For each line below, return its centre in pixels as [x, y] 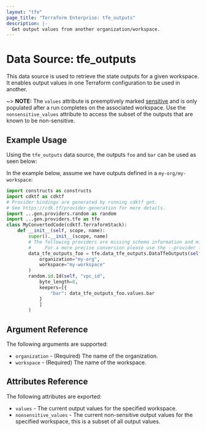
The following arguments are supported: [57, 344]
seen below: [22, 161]
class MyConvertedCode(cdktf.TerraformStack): [67, 225]
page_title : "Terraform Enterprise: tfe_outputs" [71, 18]
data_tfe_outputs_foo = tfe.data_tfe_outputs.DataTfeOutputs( [109, 253]
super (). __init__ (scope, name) [68, 236]
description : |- [27, 23]
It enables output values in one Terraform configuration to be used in [93, 83]
